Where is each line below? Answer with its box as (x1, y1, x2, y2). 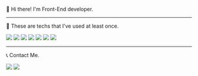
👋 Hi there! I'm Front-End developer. (6, 6, 93, 12)
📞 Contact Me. (6, 52, 39, 58)
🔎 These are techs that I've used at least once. (6, 22, 119, 29)
